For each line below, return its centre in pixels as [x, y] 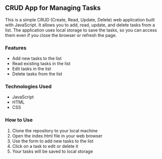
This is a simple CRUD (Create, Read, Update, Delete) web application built [80, 19]
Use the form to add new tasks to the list [53, 141]
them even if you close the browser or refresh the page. [61, 35]
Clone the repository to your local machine [55, 130]
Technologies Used [28, 87]
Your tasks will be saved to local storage [53, 151]
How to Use [19, 120]
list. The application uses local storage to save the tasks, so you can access [81, 30]
